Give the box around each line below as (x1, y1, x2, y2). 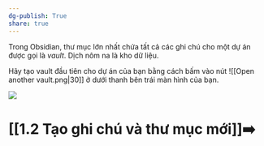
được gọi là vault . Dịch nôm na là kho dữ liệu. (8, 50, 159, 60)
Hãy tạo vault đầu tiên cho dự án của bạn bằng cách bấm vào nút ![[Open (8, 66, 254, 75)
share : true (8, 19, 49, 28)
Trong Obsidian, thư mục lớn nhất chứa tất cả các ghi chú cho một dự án (8, 41, 251, 51)
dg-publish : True (8, 11, 67, 20)
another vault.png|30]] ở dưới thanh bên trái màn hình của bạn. (8, 75, 219, 84)
